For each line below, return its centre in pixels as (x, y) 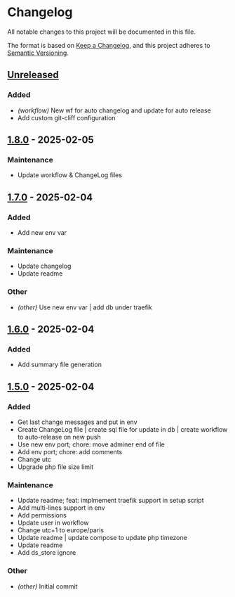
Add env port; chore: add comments (70, 451)
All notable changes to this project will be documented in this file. (102, 32)
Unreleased (33, 75)
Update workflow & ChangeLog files (70, 175)
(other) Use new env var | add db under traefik (85, 307)
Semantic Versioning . (38, 53)
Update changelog (44, 266)
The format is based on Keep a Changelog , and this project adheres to (109, 45)
